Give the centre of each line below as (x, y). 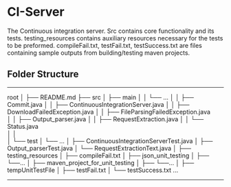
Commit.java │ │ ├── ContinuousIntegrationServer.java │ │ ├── (98, 104)
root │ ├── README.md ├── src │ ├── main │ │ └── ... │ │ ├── (101, 97)
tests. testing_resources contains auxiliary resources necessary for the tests (115, 38)
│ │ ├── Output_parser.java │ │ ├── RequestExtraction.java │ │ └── (106, 119)
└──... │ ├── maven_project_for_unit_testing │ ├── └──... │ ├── (101, 162)
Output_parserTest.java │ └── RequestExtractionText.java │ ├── (99, 148)
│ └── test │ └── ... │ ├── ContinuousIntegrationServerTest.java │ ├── (110, 140)
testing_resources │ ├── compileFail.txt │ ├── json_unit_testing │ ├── (108, 155)
